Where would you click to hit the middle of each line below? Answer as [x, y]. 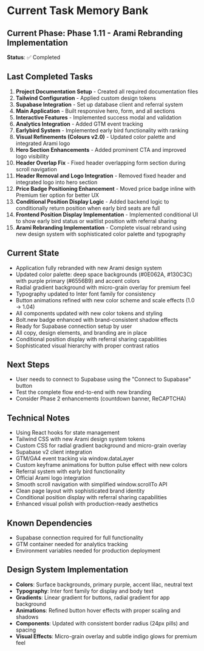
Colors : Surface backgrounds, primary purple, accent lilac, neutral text [104, 584]
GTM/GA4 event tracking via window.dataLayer [75, 458]
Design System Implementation [68, 570]
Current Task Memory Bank [78, 11]
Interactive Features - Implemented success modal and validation [98, 117]
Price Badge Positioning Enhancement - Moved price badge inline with [106, 188]
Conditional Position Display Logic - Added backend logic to [92, 201]
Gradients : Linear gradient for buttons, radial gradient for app [93, 597]
